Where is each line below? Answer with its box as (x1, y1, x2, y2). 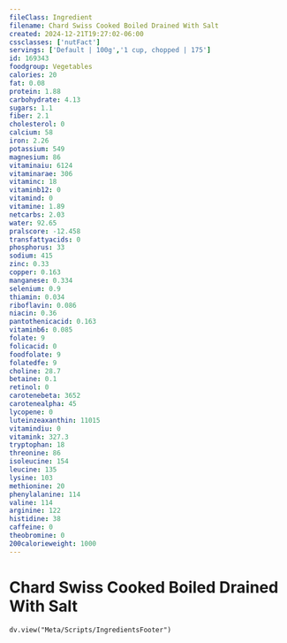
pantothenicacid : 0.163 (9, 318, 97, 326)
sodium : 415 (9, 251, 53, 261)
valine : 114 (9, 498, 53, 507)
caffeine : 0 (9, 523, 53, 532)
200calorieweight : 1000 (9, 539, 97, 548)
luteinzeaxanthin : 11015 (9, 416, 101, 425)
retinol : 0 (9, 383, 49, 392)
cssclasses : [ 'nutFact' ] (9, 37, 101, 47)
